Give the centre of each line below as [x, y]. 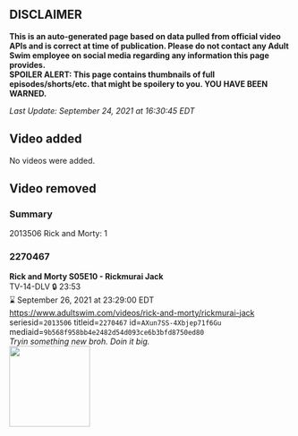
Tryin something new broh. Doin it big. [80, 341]
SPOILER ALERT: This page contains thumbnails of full [112, 74]
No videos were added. [52, 160]
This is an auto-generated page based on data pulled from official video [145, 36]
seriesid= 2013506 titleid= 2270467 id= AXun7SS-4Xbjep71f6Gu [115, 322]
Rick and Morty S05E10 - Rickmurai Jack [86, 276]
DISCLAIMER [46, 15]
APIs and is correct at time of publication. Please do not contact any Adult [149, 46]
